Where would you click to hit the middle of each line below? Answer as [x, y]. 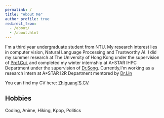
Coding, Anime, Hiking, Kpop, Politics [43, 110]
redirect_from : [21, 24]
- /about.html [24, 33]
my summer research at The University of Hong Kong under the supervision [82, 57]
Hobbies [19, 98]
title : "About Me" [24, 14]
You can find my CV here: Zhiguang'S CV [47, 83]
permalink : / [19, 10]
